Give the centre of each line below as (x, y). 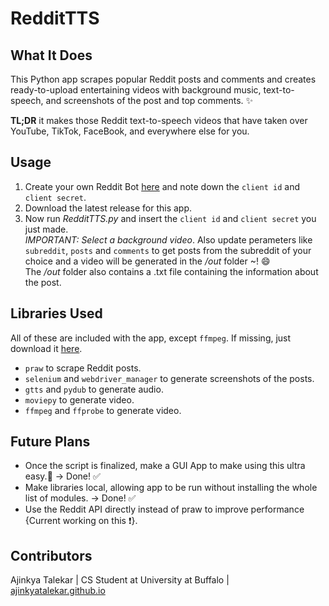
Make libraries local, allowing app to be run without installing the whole (171, 488)
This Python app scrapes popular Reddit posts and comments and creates (163, 79)
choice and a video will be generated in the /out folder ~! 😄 (147, 261)
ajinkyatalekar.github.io (58, 591)
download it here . (46, 348)
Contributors (51, 555)
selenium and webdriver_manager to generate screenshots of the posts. (169, 378)
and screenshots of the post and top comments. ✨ (149, 100)
